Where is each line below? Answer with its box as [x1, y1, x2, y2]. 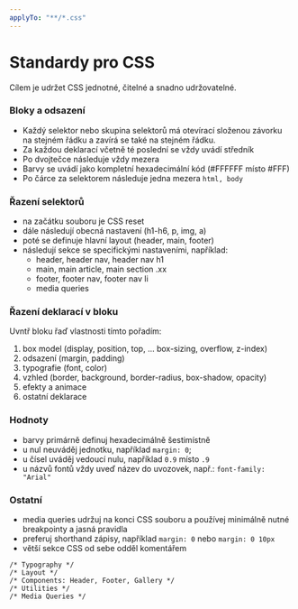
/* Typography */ [9, 560, 75, 569]
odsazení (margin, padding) [22, 353, 125, 364]
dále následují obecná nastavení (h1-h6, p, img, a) [22, 226, 207, 236]
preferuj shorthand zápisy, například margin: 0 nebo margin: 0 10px [22, 533, 275, 544]
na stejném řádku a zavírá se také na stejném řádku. [22, 134, 216, 145]
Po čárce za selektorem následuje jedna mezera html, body [22, 172, 243, 183]
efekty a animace [22, 382, 87, 392]
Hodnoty [9, 414, 49, 427]
